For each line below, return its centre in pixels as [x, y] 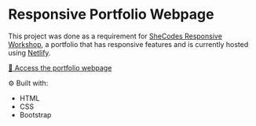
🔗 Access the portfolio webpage [60, 67]
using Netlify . [29, 52]
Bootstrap [35, 114]
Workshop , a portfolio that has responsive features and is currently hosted [128, 44]
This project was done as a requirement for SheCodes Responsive [115, 36]
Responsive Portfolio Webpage [111, 14]
